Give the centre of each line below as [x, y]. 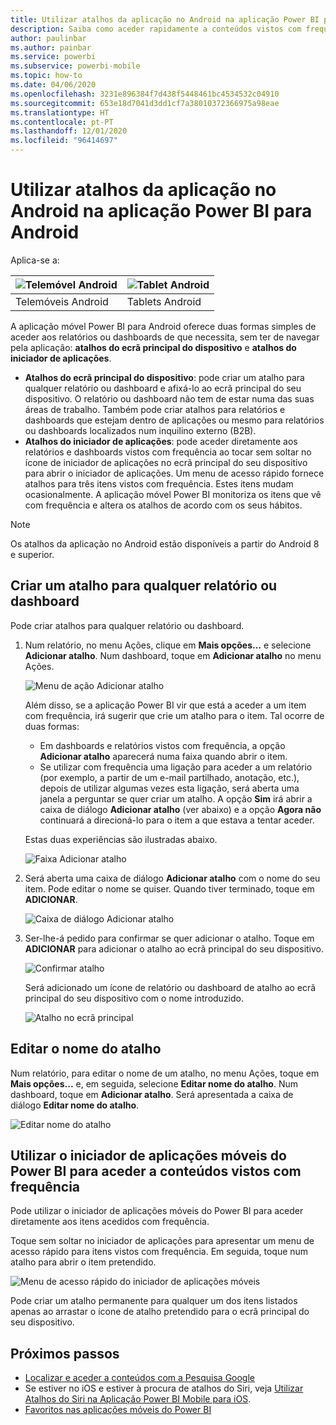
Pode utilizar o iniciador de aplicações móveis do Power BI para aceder [157, 1211]
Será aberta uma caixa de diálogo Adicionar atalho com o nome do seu [172, 878]
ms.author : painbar [51, 47]
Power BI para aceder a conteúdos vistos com [156, 1171]
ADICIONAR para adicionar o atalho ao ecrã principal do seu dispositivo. [174, 948]
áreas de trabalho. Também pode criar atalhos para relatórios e [155, 409]
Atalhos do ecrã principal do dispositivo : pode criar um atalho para [164, 377]
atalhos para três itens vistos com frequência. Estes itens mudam [159, 483]
